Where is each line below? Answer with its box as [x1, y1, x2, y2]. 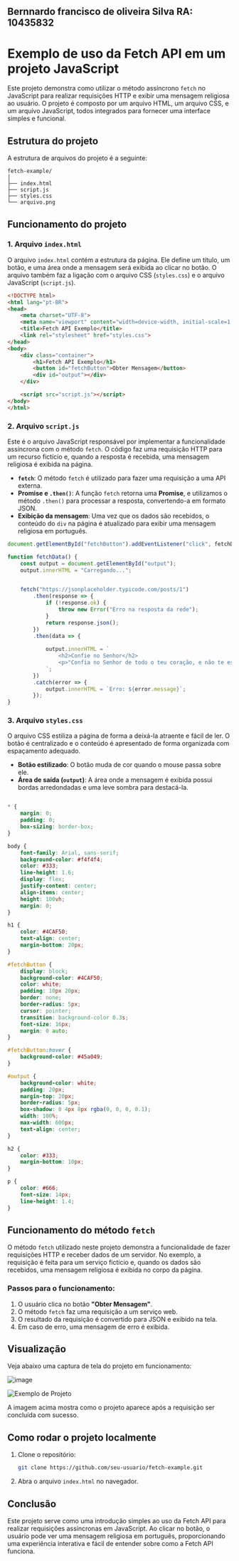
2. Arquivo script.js [7, 421, 80, 431]
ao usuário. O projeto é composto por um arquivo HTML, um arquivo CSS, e [7, 99, 229, 108]
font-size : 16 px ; [20, 1020, 72, 1028]
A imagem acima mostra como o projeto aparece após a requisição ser [7, 1403, 215, 1412]
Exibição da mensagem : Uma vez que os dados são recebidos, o [17, 512, 210, 520]
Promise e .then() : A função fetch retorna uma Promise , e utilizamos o [17, 489, 228, 497]
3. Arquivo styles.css [7, 716, 83, 726]
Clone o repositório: [17, 1451, 76, 1459]
